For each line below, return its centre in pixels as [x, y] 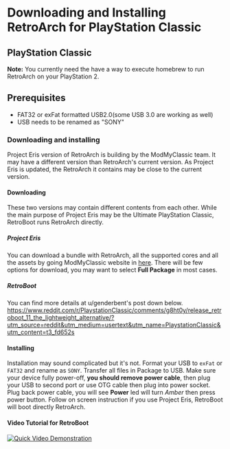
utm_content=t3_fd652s [41, 332]
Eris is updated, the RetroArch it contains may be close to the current [105, 169]
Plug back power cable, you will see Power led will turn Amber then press [111, 393]
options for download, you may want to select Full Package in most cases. [112, 270]
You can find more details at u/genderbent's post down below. [95, 303]
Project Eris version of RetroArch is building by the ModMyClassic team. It [112, 155]
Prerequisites [36, 98]
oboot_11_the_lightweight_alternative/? [61, 318]
